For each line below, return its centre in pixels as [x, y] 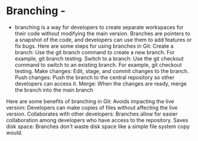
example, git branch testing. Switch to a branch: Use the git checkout [99, 58]
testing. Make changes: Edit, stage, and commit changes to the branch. [102, 71]
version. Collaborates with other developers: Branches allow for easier [92, 114]
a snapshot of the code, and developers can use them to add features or [103, 40]
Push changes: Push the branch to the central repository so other [95, 77]
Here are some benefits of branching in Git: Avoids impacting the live [90, 101]
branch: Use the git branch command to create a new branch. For [95, 52]
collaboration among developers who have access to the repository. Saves [97, 120]
